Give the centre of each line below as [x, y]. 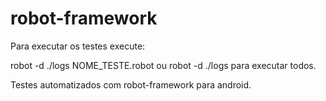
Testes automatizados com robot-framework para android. [131, 84]
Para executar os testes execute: [78, 46]
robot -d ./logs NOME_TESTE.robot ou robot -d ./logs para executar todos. [163, 65]
